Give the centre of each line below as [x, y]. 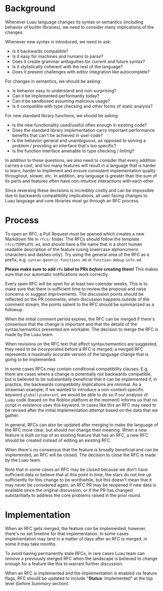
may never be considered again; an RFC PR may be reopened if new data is [81, 485]
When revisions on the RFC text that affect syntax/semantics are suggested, [81, 344]
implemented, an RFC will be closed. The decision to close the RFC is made [81, 455]
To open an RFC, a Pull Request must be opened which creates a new [75, 233]
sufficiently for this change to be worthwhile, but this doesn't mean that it [78, 480]
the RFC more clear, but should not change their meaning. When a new [76, 430]
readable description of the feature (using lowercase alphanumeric [72, 249]
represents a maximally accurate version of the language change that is [77, 354]
